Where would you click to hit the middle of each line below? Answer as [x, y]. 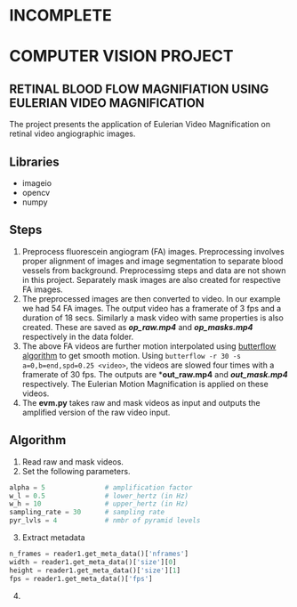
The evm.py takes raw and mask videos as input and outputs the [141, 402]
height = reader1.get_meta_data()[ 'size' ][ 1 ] [95, 571]
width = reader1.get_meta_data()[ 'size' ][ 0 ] [93, 562]
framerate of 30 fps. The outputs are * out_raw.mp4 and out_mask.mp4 [155, 374]
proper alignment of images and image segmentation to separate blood [153, 261]
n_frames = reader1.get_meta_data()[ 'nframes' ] [99, 554]
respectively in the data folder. [78, 336]
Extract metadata [54, 538]
